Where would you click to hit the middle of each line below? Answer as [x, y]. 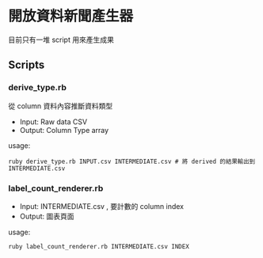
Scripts [27, 65]
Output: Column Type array [64, 130]
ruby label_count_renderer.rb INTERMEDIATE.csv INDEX [99, 246]
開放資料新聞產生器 [71, 16]
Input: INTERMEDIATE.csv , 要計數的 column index [102, 206]
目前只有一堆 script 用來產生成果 [61, 40]
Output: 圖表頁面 [47, 216]
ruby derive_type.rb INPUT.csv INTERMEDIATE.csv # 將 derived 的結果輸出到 [132, 161]
